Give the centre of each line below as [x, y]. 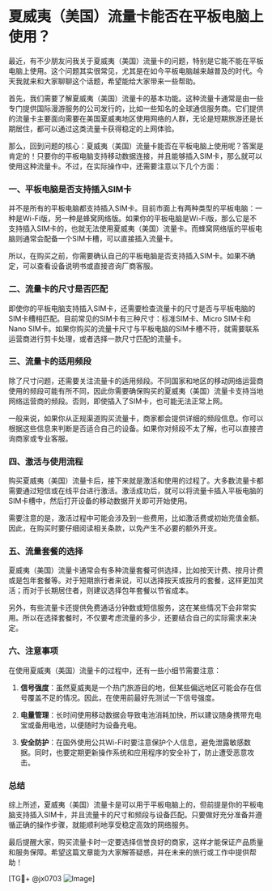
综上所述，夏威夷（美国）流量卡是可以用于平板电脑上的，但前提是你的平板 [132, 805]
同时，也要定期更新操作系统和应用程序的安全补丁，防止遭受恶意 [141, 752]
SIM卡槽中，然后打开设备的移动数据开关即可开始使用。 [100, 501]
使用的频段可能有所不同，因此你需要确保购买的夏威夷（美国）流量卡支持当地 [136, 390]
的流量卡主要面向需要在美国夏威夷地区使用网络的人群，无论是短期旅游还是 [132, 118]
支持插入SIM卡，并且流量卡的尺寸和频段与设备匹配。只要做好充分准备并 [135, 815]
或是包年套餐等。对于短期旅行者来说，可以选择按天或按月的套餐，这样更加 [132, 581]
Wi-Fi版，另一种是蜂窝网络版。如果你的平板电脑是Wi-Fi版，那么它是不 [140, 219]
